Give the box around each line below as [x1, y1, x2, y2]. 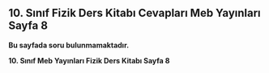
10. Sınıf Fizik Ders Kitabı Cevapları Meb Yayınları [8, 6, 261, 20]
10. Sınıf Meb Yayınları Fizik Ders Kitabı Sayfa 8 [8, 55, 170, 65]
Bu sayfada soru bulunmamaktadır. [8, 40, 130, 50]
